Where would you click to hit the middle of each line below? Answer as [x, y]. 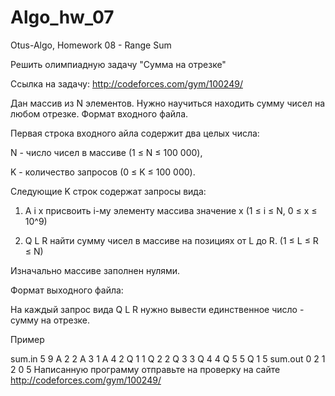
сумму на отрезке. [50, 320]
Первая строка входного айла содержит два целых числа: [135, 133]
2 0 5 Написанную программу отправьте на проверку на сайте [145, 369]
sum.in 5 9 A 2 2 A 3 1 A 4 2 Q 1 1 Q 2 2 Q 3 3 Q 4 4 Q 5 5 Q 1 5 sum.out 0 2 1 [168, 358]
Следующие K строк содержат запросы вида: [108, 191]
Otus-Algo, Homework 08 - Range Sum [91, 45]
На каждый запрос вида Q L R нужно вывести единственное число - [157, 309]
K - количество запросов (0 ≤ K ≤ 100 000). [103, 172]
